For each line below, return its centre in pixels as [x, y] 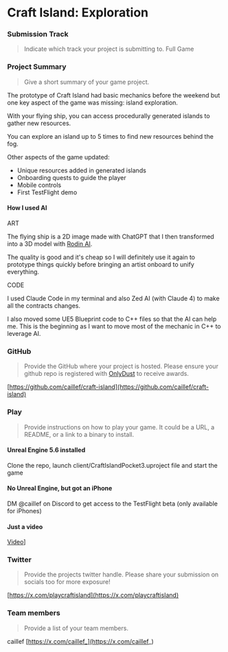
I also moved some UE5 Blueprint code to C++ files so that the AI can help [112, 319]
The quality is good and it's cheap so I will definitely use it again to [101, 257]
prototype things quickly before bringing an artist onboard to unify [101, 264]
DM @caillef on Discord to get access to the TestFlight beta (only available [113, 504]
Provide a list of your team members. [76, 628]
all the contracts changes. [44, 305]
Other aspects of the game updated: [58, 157]
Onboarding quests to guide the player [72, 177]
